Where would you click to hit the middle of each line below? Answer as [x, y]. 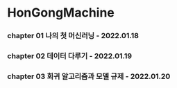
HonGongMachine [61, 13]
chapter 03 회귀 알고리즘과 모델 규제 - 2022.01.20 [89, 76]
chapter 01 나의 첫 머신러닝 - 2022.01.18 [73, 36]
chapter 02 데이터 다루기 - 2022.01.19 [70, 56]
